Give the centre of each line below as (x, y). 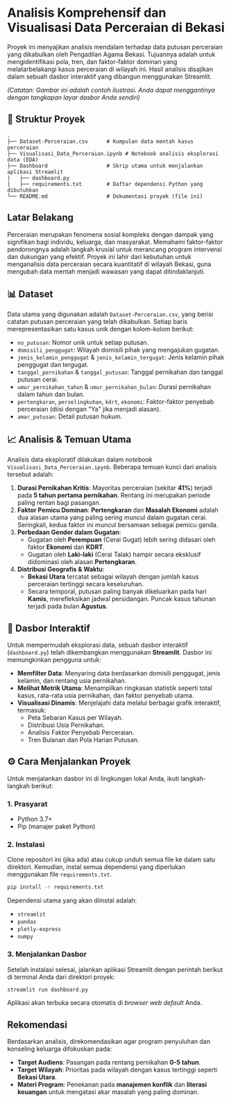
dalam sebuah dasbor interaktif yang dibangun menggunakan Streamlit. (110, 76)
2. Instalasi (26, 845)
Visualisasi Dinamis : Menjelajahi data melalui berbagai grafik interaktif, (119, 703)
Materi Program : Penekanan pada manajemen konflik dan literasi (112, 1085)
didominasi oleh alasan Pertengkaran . (82, 562)
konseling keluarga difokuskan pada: (60, 1049)
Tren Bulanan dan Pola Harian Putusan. (84, 740)
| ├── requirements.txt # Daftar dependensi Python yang (105, 184)
